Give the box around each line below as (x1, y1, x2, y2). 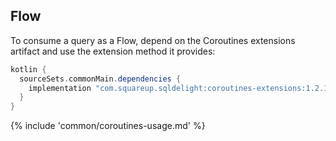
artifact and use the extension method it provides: (10, 45, 216, 57)
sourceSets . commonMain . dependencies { (19, 74, 182, 84)
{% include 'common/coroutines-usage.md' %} (10, 120, 206, 132)
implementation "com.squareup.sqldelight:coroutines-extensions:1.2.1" (28, 83, 333, 93)
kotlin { (10, 64, 47, 74)
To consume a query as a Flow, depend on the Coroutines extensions (10, 34, 296, 46)
